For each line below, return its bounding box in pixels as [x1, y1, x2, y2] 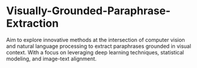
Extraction [6, 17, 59, 30]
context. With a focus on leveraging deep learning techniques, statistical [6, 48, 184, 56]
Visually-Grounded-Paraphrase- [6, 4, 171, 18]
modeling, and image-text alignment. [6, 55, 97, 62]
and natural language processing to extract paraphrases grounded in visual [6, 43, 192, 50]
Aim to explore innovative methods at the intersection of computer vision [6, 36, 185, 43]
